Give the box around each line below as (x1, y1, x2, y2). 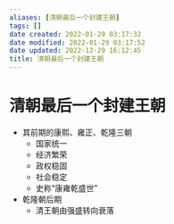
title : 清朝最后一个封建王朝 (9, 54, 104, 63)
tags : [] (9, 21, 42, 30)
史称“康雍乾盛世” (35, 182, 98, 193)
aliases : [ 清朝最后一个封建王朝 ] (9, 12, 120, 22)
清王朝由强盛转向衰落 (35, 204, 114, 215)
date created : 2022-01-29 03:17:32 (9, 29, 142, 38)
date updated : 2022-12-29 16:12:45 (9, 46, 142, 55)
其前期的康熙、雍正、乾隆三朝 (21, 127, 132, 137)
